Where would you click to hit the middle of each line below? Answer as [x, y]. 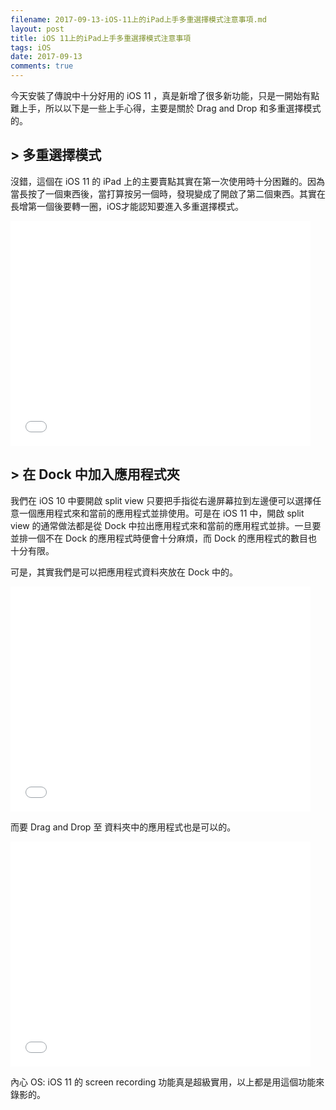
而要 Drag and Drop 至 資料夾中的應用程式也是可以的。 [123, 827]
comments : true [42, 66]
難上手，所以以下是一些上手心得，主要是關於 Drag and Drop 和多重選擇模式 [166, 108]
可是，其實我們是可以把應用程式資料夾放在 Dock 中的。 [124, 572]
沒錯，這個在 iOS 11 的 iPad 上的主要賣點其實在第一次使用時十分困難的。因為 [167, 181]
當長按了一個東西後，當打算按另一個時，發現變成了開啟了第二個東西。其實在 [168, 193]
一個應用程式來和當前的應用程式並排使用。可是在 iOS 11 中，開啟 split [161, 513]
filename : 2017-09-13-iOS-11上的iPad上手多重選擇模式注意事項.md [138, 19]
